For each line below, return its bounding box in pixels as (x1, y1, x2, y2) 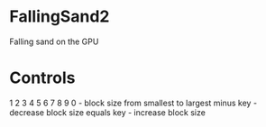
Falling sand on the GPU (9, 36, 99, 47)
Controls (9, 68, 76, 88)
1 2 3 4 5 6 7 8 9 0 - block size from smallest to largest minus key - (9, 97, 258, 108)
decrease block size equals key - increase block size (9, 106, 206, 118)
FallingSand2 (9, 6, 110, 27)
